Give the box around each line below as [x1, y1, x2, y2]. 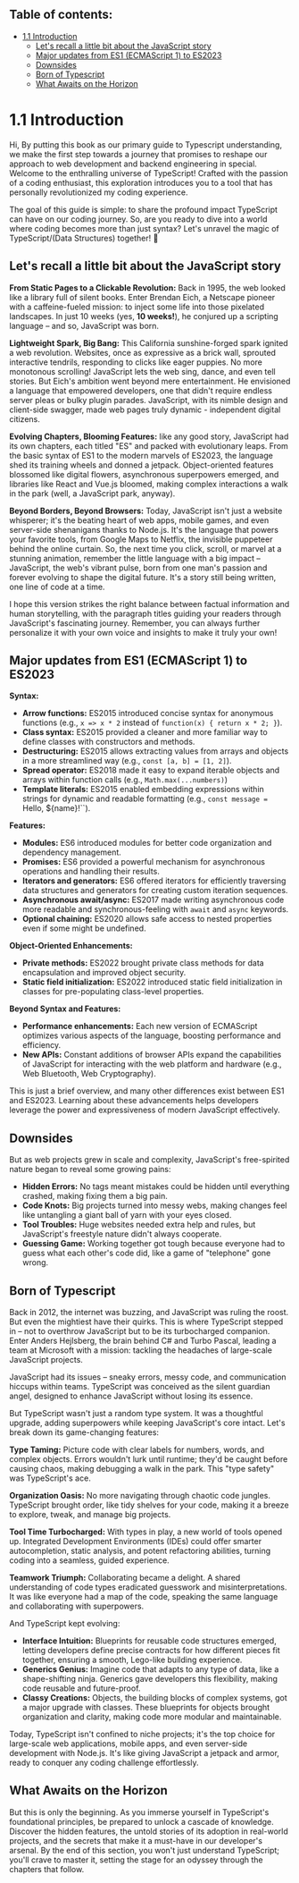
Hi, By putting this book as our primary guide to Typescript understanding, [9, 139, 283, 150]
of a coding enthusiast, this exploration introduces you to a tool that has [9, 177, 273, 188]
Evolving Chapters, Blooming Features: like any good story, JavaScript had [9, 431, 289, 442]
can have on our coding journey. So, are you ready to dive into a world [9, 214, 268, 224]
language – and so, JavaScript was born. [9, 320, 159, 331]
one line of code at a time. [9, 581, 105, 592]
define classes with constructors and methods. [21, 737, 195, 747]
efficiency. [21, 1040, 61, 1051]
